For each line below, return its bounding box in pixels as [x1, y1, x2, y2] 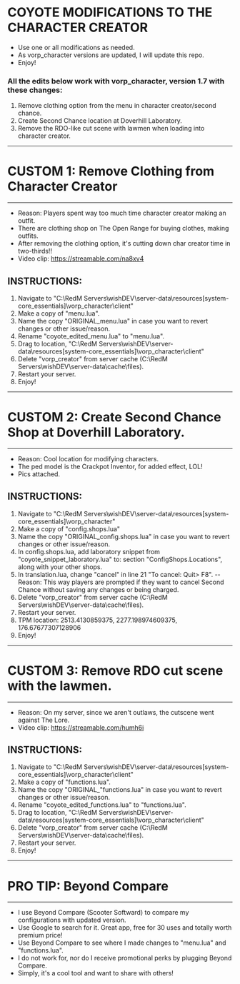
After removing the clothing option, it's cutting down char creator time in [17, 239, 231, 248]
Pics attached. [17, 469, 61, 478]
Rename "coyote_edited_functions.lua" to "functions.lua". [17, 800, 187, 809]
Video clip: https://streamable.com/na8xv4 [17, 254, 144, 263]
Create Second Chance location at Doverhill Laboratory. [17, 116, 182, 125]
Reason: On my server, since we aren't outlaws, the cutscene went [17, 708, 214, 716]
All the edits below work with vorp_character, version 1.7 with [7, 76, 225, 86]
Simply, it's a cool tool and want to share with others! [17, 969, 174, 978]
